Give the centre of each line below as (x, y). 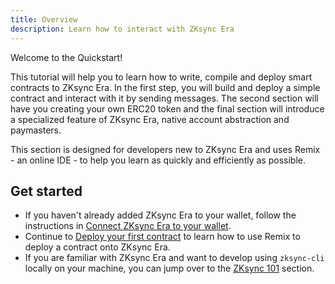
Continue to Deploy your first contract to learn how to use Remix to (162, 237)
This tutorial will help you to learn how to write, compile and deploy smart (161, 77)
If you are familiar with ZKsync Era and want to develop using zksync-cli (174, 258)
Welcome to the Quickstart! (66, 57)
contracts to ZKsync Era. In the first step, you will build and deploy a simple (165, 87)
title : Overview (44, 19)
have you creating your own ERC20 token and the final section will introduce (167, 108)
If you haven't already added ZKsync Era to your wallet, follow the (160, 215)
